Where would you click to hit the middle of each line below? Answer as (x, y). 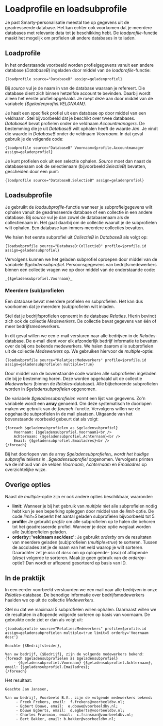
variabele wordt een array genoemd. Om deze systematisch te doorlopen (78, 403)
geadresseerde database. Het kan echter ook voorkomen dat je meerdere (79, 27)
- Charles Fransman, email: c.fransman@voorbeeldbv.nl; (74, 715)
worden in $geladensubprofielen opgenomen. (51, 389)
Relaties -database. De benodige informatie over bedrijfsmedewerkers (75, 595)
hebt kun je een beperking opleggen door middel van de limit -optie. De (83, 511)
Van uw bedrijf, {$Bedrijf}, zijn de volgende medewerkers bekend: (75, 654)
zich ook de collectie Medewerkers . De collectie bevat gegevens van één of (81, 321)
